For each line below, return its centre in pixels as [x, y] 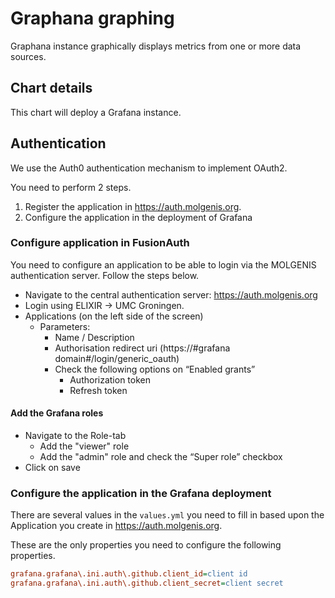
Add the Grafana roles [57, 413]
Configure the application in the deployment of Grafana [138, 217]
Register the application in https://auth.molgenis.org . [133, 206]
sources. [28, 56]
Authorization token [110, 379]
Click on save [52, 468]
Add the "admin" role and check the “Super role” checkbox [161, 457]
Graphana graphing [92, 18]
